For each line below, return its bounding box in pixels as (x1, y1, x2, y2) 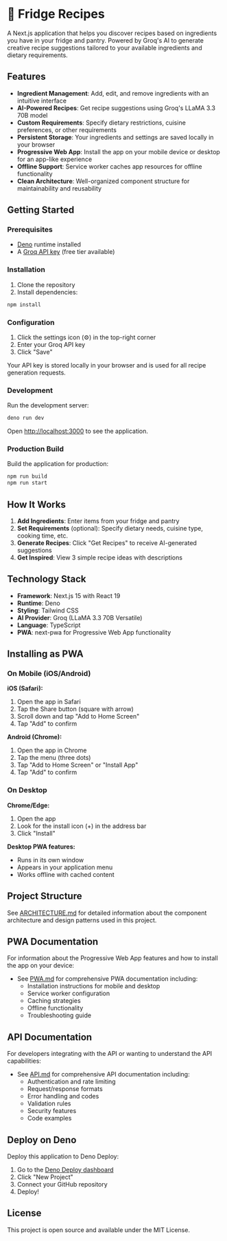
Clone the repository (16, 280, 75, 288)
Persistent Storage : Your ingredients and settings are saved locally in (16, 133, 214, 141)
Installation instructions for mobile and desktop (27, 982, 160, 990)
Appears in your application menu (16, 863, 113, 871)
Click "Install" (16, 829, 56, 837)
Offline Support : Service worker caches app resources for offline (16, 162, 202, 171)
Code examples (27, 1114, 72, 1123)
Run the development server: (7, 401, 89, 410)
